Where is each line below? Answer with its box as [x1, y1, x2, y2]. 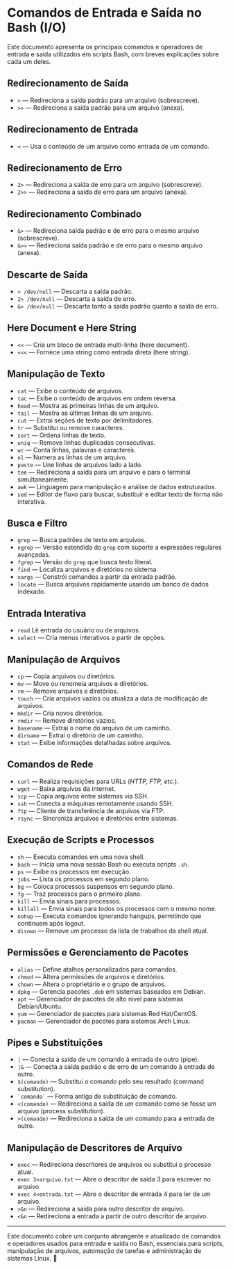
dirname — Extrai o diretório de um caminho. [17, 731, 144, 739]
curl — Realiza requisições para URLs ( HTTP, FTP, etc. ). [17, 777, 179, 785]
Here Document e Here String [7, 322, 137, 334]
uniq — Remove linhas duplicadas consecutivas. [17, 438, 156, 446]
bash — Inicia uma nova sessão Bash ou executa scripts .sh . [17, 860, 189, 868]
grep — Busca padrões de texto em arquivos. [17, 536, 146, 544]
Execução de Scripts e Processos [7, 834, 155, 846]
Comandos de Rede [7, 759, 94, 771]
